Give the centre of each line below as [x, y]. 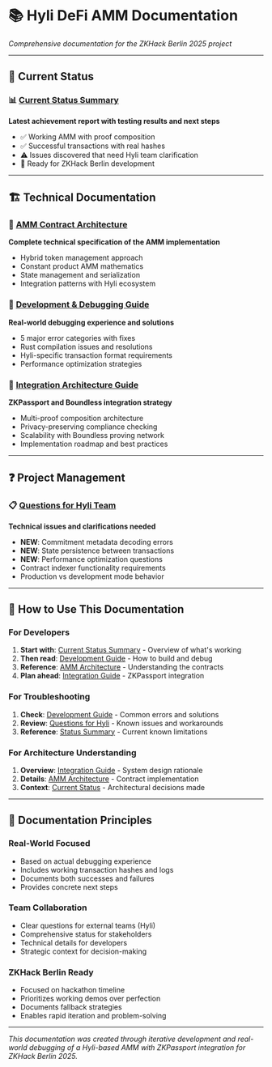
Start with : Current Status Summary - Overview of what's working [130, 650]
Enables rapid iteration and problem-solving [93, 1016]
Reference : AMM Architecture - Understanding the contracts [122, 667]
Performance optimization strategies [81, 363]
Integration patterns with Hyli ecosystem [88, 283]
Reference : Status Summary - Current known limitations [114, 731]
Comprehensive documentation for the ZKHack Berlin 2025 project [120, 43]
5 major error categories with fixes [78, 338]
